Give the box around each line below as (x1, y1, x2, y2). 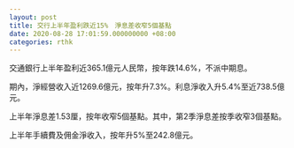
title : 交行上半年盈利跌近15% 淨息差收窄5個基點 (9, 21, 172, 30)
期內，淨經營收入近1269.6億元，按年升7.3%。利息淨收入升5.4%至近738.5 (9, 81, 277, 92)
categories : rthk (9, 37, 73, 47)
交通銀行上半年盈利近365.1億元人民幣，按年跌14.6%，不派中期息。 (9, 63, 252, 73)
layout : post (9, 12, 58, 22)
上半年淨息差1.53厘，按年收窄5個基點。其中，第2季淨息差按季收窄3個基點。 (9, 111, 286, 122)
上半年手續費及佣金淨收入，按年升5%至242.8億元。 (9, 129, 198, 141)
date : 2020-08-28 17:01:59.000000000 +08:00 (9, 29, 176, 38)
